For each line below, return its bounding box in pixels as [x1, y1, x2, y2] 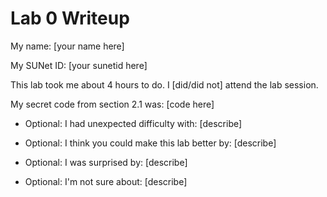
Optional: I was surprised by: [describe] [24, 156, 188, 168]
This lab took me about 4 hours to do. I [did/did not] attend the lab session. [10, 78, 319, 91]
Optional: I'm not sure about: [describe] [24, 175, 188, 187]
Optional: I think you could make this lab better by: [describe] [24, 137, 277, 149]
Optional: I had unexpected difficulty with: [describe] [24, 117, 243, 129]
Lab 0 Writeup [10, 7, 130, 30]
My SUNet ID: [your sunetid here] [10, 59, 148, 71]
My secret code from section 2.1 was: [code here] [10, 98, 215, 110]
